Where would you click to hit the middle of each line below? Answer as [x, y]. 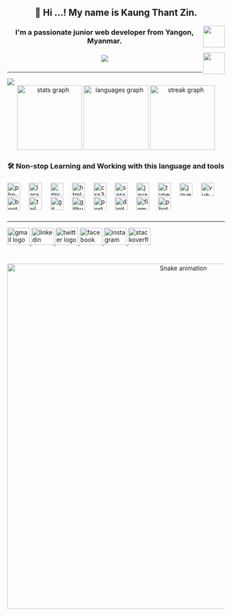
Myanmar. [105, 41]
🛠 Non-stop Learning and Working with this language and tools [116, 166]
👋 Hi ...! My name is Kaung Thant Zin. [116, 13]
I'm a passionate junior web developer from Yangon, [105, 32]
